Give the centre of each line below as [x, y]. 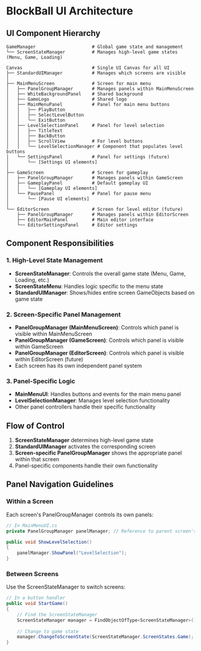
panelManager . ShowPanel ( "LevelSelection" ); [72, 553]
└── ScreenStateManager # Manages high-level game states [92, 52]
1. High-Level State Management [55, 261]
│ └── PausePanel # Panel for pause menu [79, 193]
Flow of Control [35, 426]
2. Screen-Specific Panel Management [63, 314]
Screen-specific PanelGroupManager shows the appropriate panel [98, 453]
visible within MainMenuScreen [54, 334]
